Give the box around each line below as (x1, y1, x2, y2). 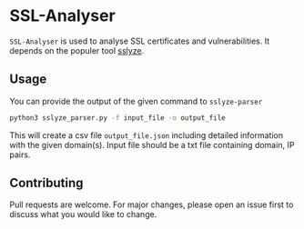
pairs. (9, 149, 31, 160)
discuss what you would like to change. (9, 209, 157, 220)
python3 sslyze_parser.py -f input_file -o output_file (9, 113, 226, 123)
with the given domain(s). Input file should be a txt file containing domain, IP (9, 139, 295, 150)
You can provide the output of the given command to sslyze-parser (9, 95, 263, 106)
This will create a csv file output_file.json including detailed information (9, 129, 284, 141)
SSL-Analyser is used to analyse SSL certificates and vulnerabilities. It (9, 35, 270, 46)
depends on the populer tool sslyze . (9, 45, 145, 55)
